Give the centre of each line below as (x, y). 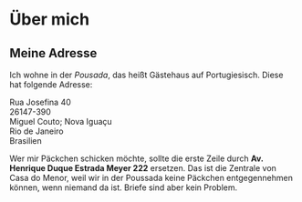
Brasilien (26, 141)
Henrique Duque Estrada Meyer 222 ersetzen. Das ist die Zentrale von (143, 168)
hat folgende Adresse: (51, 85)
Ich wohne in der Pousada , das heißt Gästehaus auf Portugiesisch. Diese (146, 75)
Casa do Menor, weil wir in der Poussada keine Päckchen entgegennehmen (151, 178)
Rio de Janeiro (36, 131)
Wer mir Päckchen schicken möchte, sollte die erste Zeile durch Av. (136, 158)
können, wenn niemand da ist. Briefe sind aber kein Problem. (124, 187)
